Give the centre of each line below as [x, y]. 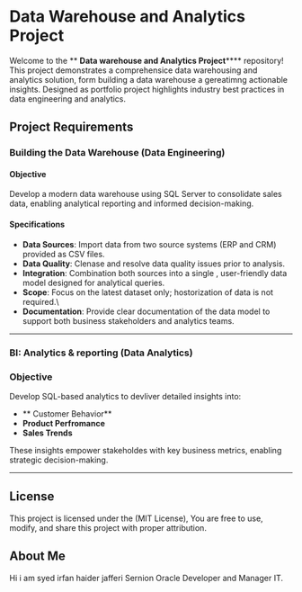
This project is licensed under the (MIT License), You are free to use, [136, 518]
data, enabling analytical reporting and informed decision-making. [132, 203]
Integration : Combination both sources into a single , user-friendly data [155, 273]
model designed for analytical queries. [93, 283]
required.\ [41, 301]
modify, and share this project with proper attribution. [108, 527]
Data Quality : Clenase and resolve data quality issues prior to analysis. [154, 264]
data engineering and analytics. [68, 99]
